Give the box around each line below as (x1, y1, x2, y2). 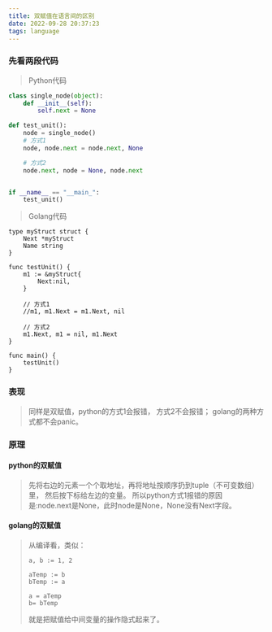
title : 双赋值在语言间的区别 (8, 11, 95, 20)
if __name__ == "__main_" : (8, 188, 100, 196)
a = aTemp (28, 591, 63, 600)
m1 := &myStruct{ (23, 270, 82, 279)
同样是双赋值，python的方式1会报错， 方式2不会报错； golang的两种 (28, 406, 257, 416)
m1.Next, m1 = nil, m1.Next (23, 330, 118, 338)
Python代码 (28, 75, 67, 85)
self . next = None (37, 107, 96, 115)
